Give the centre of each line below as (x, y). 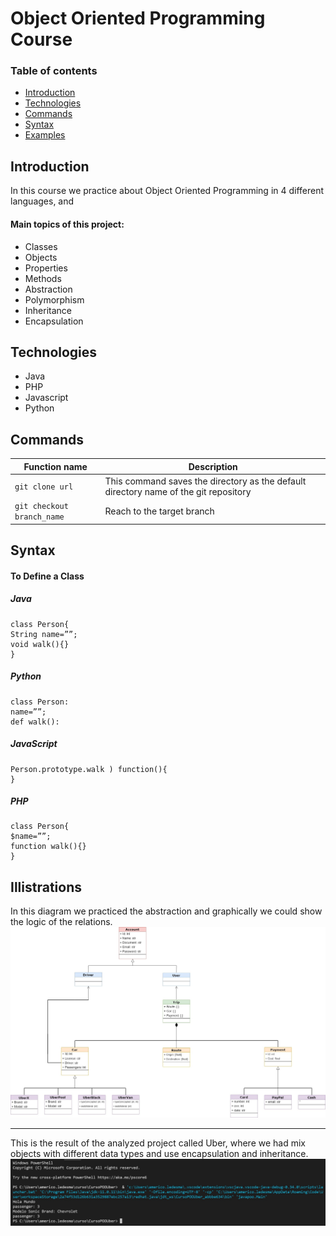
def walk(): (35, 722)
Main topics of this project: (67, 224)
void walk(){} (40, 644)
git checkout (41, 507)
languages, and (42, 201)
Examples (45, 135)
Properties (46, 268)
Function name (55, 466)
